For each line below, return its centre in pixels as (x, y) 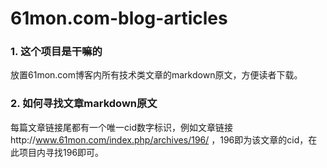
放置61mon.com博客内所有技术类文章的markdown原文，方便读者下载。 (156, 75)
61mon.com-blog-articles (119, 18)
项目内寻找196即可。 (61, 152)
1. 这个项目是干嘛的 (56, 52)
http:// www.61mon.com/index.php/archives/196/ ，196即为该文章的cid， (159, 139)
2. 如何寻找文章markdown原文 (84, 104)
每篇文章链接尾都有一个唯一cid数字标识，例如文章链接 (121, 127)
